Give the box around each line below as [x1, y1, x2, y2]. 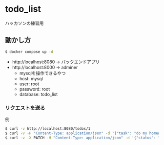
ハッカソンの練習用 [5, 20, 44, 26]
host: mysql [19, 75, 43, 81]
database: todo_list [19, 91, 58, 97]
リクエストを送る [5, 104, 45, 111]
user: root [19, 81, 40, 87]
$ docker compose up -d [5, 49, 54, 54]
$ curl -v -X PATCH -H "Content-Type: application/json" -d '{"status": [5, 135, 156, 140]
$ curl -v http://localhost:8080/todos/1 [5, 126, 91, 131]
